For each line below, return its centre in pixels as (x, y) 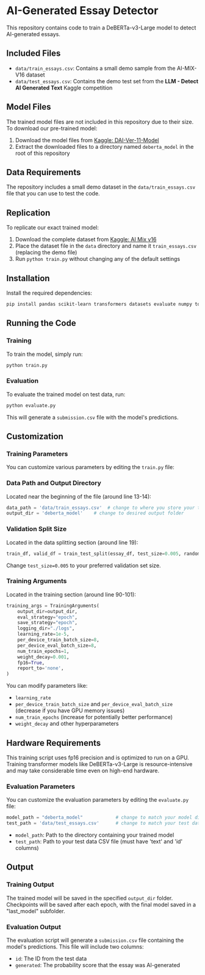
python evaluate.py (31, 405)
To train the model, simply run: (45, 354)
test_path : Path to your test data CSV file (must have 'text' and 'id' (99, 841)
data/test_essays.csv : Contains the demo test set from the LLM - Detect (107, 81)
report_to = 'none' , (41, 668)
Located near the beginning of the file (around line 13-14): (79, 496)
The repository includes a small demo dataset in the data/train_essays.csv (101, 187)
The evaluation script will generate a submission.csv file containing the (95, 940)
